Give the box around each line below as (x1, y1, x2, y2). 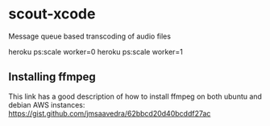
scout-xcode (8, 5, 96, 23)
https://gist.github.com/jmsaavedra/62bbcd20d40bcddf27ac (8, 108, 211, 118)
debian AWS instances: (8, 100, 85, 109)
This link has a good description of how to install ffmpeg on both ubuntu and (8, 91, 262, 101)
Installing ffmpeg (8, 70, 97, 84)
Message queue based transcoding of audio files (8, 31, 172, 41)
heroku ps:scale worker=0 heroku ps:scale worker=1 (8, 47, 184, 56)
